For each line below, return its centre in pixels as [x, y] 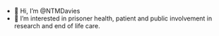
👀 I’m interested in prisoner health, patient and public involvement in [113, 18]
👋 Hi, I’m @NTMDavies [47, 11]
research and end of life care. [57, 26]
